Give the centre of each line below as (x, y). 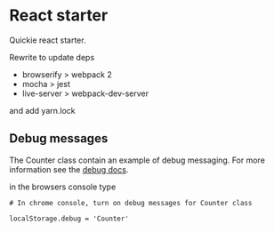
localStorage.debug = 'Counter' (69, 219)
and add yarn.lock (42, 110)
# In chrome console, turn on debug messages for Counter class (131, 203)
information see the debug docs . (69, 169)
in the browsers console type (63, 187)
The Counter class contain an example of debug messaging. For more (137, 160)
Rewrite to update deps (52, 57)
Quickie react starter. (48, 40)
